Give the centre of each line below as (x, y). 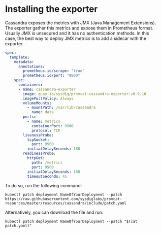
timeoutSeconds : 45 (47, 176)
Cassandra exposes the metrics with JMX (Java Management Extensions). (80, 23)
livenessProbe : (38, 135)
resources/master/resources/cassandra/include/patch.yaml (66, 203)
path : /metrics (47, 163)
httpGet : (36, 158)
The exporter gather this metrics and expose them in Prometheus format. (79, 28)
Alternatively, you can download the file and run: (54, 212)
